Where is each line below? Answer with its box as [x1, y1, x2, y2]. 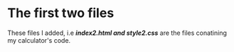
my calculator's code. [7, 36, 71, 44]
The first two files [7, 5, 115, 21]
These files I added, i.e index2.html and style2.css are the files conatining [7, 28, 228, 37]
